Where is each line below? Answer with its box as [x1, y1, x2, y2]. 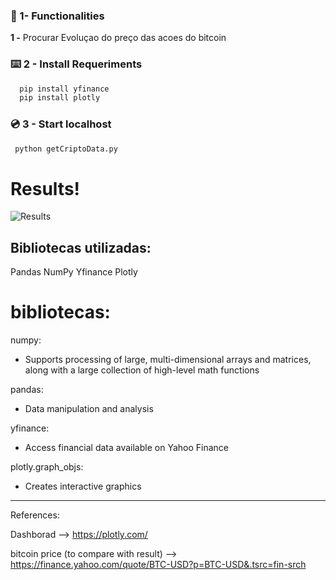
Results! [10, 177, 81, 200]
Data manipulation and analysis [24, 403, 154, 415]
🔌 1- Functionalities [10, 9, 105, 23]
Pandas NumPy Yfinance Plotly [10, 266, 138, 278]
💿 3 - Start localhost [10, 117, 112, 131]
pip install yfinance [19, 84, 110, 94]
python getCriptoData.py [14, 144, 118, 154]
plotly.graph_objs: [10, 461, 84, 473]
